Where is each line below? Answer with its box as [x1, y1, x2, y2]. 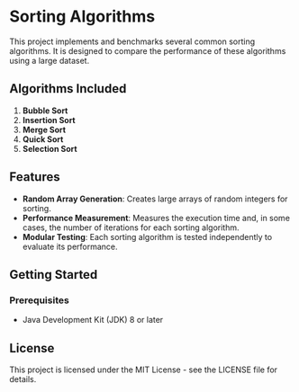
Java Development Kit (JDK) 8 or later [22, 315, 164, 325]
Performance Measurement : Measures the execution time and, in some [22, 212, 291, 223]
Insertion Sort [22, 114, 76, 125]
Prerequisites [9, 294, 69, 307]
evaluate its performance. [22, 241, 119, 252]
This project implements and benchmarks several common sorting [9, 36, 256, 47]
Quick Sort [22, 133, 64, 145]
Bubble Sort [22, 105, 68, 116]
